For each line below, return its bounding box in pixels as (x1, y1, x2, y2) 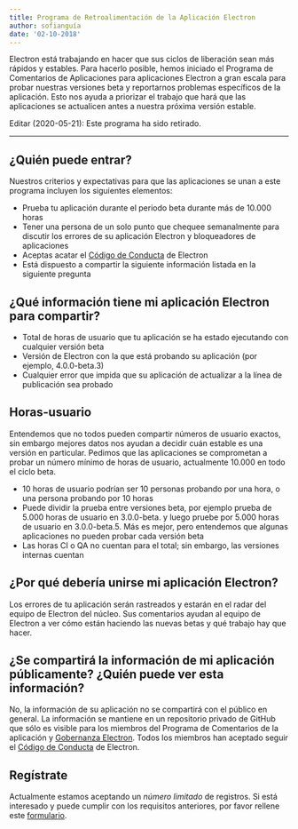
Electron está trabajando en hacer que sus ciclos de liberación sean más (9, 54, 275, 65)
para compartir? (9, 308, 100, 323)
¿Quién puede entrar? (9, 152, 132, 167)
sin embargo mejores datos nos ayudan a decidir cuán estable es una (9, 437, 263, 449)
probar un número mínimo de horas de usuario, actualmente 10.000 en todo (9, 457, 286, 467)
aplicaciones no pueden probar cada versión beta (21, 530, 204, 541)
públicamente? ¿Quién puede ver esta (9, 667, 224, 682)
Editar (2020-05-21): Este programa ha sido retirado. (9, 118, 201, 129)
